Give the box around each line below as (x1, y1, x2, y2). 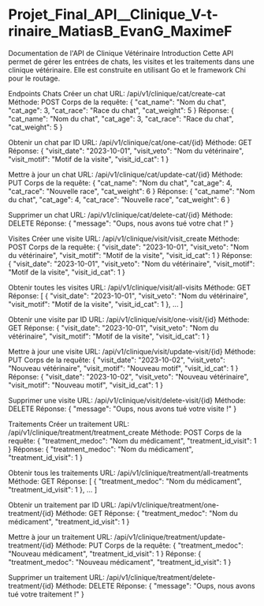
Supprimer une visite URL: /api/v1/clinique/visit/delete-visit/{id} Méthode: (8, 395, 246, 405)
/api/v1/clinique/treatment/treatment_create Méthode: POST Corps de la (8, 428, 242, 437)
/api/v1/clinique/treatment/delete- (106, 572, 216, 582)
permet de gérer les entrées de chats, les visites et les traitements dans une (8, 57, 255, 66)
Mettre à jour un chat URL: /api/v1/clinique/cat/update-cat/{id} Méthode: (8, 170, 243, 179)
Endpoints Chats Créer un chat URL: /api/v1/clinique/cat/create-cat (8, 88, 226, 98)
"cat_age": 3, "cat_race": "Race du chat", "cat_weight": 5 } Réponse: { (8, 105, 234, 115)
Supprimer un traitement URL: (8, 572, 105, 582)
